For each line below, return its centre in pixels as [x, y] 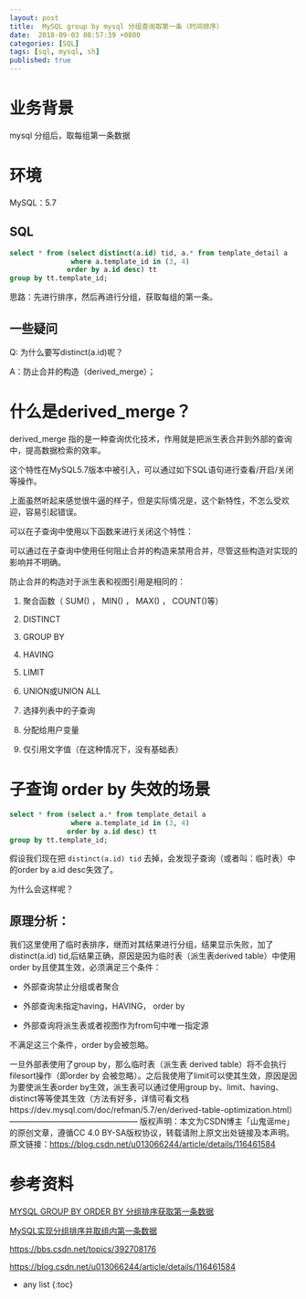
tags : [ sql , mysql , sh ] [55, 52]
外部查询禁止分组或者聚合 [71, 987]
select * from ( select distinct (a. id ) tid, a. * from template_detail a [148, 253]
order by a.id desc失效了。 [68, 870]
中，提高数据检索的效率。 [58, 450]
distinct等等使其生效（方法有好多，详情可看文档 [100, 1099]
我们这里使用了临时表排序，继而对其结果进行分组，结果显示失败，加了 [142, 945]
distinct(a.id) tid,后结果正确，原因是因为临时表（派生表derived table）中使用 [153, 956]
